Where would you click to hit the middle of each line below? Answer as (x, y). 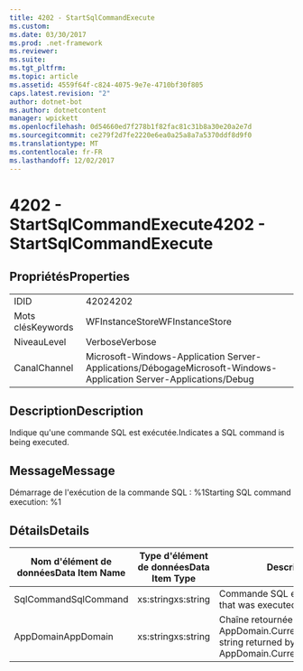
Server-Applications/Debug (195, 378)
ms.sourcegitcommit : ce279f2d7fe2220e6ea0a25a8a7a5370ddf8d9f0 (131, 135)
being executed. (39, 443)
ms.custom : (30, 26)
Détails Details (50, 531)
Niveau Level (40, 341)
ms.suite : (28, 60)
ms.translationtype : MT (54, 144)
